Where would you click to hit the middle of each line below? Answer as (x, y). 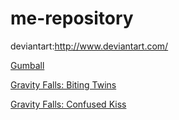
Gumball (27, 65)
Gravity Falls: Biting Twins (63, 84)
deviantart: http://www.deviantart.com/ (89, 46)
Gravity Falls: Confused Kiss (68, 104)
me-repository (72, 18)
